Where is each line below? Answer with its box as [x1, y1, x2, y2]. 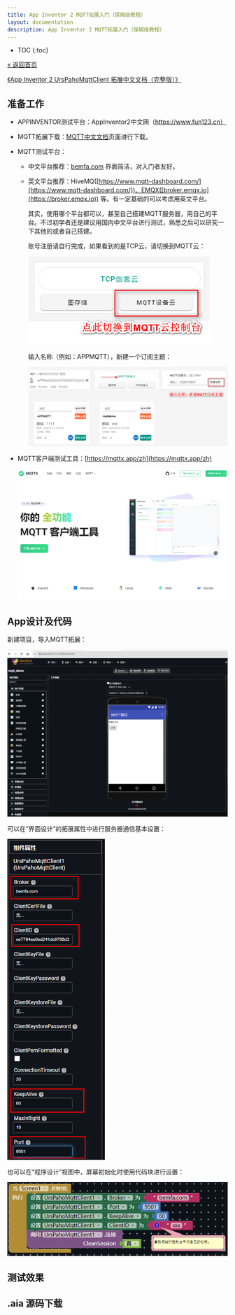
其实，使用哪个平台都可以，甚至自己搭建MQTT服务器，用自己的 [27, 210, 212, 218]
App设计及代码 [7, 616, 72, 627]
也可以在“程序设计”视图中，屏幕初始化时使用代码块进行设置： [7, 1167, 185, 1176]
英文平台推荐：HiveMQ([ [27, 177, 99, 185]
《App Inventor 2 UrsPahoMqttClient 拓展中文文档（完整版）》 [7, 76, 182, 84]
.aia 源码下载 [7, 1298, 63, 1309]
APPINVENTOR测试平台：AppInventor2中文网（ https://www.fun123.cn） [17, 118, 227, 126]
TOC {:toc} [17, 46, 49, 55]
